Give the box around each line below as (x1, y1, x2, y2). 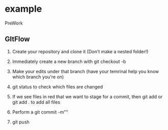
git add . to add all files (12, 99, 61, 105)
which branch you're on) (12, 74, 64, 80)
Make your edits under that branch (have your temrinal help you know (12, 68, 159, 74)
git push (12, 119, 30, 125)
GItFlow (5, 35, 30, 44)
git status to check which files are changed (12, 83, 103, 90)
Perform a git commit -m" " (12, 109, 68, 115)
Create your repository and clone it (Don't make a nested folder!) (12, 48, 149, 54)
